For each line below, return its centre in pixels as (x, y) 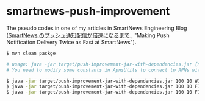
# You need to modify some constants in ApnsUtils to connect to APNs (98, 70)
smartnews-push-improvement (88, 11)
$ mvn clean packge (31, 53)
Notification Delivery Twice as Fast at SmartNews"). (71, 42)
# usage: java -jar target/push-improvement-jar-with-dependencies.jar (99, 64)
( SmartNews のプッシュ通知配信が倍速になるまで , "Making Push (88, 35)
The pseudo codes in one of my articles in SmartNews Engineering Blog (97, 28)
